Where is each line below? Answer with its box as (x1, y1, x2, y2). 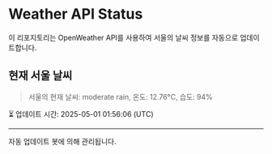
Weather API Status (8, 5, 143, 24)
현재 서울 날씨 (8, 69, 73, 83)
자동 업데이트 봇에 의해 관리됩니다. (8, 136, 117, 146)
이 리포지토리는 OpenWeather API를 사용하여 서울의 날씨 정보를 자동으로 (8, 32, 239, 42)
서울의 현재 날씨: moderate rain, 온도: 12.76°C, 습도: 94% (28, 92, 213, 101)
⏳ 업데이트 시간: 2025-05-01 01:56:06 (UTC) (8, 109, 154, 118)
